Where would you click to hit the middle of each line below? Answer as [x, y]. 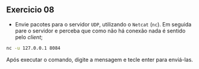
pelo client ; [29, 37]
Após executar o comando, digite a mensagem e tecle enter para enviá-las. [100, 59]
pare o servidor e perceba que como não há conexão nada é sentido [100, 31]
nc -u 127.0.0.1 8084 [33, 48]
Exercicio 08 [30, 10]
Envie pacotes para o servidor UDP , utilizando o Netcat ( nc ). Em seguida [103, 24]
